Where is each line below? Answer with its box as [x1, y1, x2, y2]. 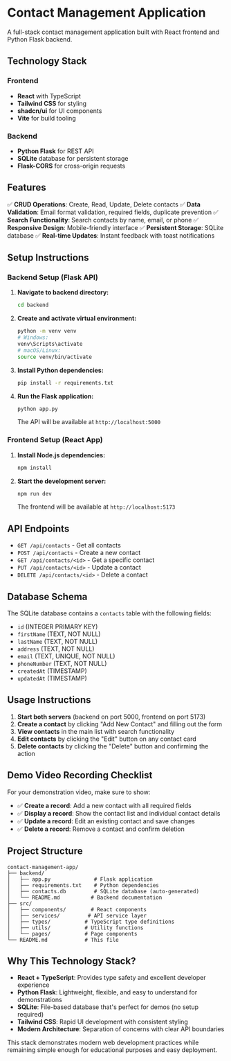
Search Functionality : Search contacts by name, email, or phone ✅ [7, 216, 199, 224]
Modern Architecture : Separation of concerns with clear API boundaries [17, 1025, 225, 1033]
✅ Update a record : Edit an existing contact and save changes [17, 816, 196, 825]
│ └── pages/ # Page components [7, 930, 138, 937]
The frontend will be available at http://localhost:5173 [17, 502, 176, 511]
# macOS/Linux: [17, 347, 62, 354]
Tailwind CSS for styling [17, 99, 87, 107]
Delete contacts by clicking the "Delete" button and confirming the [17, 742, 209, 750]
